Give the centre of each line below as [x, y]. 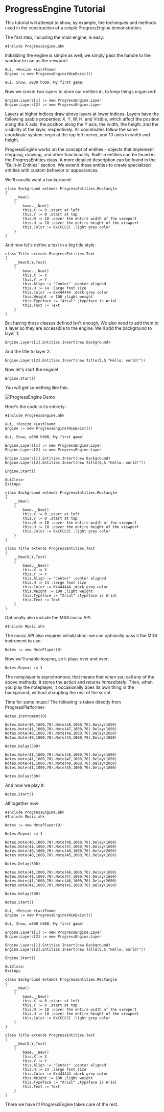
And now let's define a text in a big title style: [50, 245]
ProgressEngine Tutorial [55, 9]
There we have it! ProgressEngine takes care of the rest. [62, 1104]
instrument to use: [23, 641]
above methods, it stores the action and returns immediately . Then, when [79, 682]
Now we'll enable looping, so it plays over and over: [57, 659]
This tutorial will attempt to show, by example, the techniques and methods [81, 23]
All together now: [23, 803]
